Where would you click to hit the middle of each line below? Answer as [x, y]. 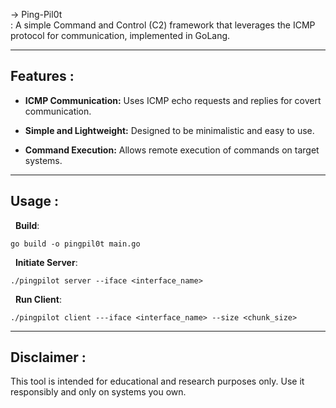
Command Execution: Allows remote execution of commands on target [172, 150]
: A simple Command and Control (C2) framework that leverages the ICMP [163, 25]
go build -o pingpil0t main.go [75, 244]
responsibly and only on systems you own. [98, 392]
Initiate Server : [46, 262]
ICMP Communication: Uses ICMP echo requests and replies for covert [173, 100]
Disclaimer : [48, 357]
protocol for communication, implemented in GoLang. [120, 35]
